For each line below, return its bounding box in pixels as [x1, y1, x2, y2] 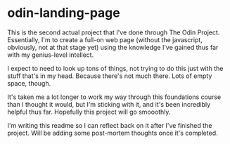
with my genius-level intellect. [7, 51, 94, 59]
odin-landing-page [7, 5, 121, 21]
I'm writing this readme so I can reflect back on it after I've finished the [7, 121, 212, 129]
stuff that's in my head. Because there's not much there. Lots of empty [7, 72, 212, 80]
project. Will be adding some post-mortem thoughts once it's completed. [7, 129, 218, 137]
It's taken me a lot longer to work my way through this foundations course [7, 93, 222, 101]
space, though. [7, 79, 51, 87]
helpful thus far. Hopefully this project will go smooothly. [7, 107, 171, 116]
